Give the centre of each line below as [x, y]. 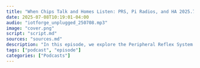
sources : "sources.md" [34, 39]
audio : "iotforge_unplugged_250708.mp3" [57, 22]
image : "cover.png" [30, 28]
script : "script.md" [32, 34]
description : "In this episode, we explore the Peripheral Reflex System [100, 45]
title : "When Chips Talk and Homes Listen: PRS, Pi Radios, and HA [92, 12]
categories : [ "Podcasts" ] [38, 56]
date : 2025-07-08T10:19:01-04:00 [48, 17]
